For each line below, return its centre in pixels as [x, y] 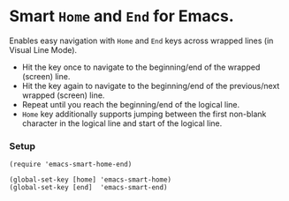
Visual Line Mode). [43, 49]
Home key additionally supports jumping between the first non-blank [144, 114]
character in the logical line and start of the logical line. [122, 123]
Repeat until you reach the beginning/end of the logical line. [131, 104]
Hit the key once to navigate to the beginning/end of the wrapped [141, 67]
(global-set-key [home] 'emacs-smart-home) [91, 180]
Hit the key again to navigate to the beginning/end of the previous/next [151, 86]
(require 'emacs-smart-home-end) [71, 165]
